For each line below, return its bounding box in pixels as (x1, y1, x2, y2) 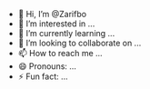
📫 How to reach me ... (17, 48, 103, 58)
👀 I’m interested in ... (17, 18, 95, 29)
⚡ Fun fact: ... (17, 71, 68, 82)
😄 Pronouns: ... (17, 61, 77, 72)
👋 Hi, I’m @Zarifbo (17, 9, 87, 19)
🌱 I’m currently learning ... (17, 28, 115, 38)
